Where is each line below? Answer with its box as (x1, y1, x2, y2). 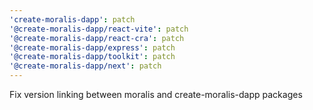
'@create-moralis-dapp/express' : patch (9, 42, 176, 53)
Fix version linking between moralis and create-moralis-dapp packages (9, 89, 303, 100)
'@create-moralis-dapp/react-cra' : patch (9, 33, 185, 43)
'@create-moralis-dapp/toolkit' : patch (9, 52, 176, 62)
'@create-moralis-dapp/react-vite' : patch (9, 24, 189, 34)
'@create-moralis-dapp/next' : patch (9, 61, 162, 71)
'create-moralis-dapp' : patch (9, 14, 136, 25)
